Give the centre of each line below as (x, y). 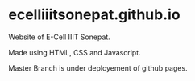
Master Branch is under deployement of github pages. (98, 68)
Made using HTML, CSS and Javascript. (75, 52)
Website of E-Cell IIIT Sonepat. (59, 37)
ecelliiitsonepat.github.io (94, 15)
